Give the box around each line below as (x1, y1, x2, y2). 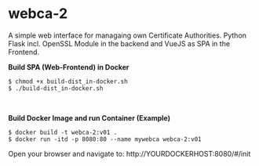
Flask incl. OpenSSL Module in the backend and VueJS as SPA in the (8, 38, 230, 48)
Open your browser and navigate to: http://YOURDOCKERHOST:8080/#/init (8, 149, 251, 158)
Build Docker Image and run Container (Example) (8, 113, 171, 122)
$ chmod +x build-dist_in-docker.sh (8, 78, 128, 85)
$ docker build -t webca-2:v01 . (8, 128, 118, 136)
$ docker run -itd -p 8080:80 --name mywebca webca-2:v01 (8, 135, 202, 143)
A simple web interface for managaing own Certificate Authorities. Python (8, 31, 247, 40)
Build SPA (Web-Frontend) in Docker (8, 62, 129, 71)
